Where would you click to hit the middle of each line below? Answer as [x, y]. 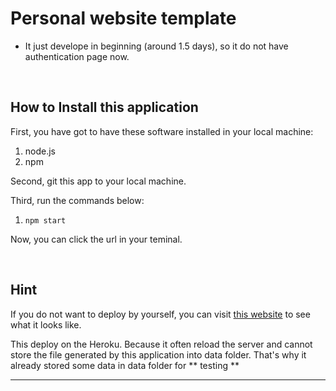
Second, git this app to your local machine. [98, 181]
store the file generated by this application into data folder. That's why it [158, 354]
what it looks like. [46, 324]
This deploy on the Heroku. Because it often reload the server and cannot [161, 344]
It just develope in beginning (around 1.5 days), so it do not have [156, 46]
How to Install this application [104, 107]
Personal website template [123, 18]
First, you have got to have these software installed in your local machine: [162, 131]
